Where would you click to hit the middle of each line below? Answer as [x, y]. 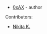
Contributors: [19, 17]
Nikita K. [21, 26]
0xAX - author [27, 7]
